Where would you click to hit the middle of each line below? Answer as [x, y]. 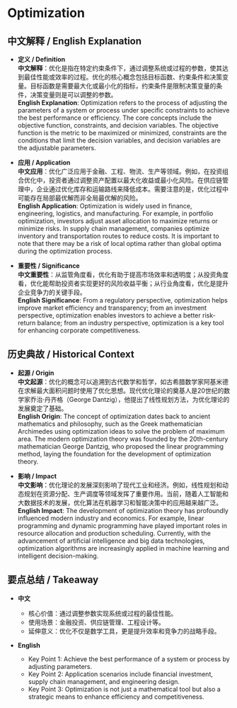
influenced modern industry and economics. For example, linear [111, 518]
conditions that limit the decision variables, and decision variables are [119, 140]
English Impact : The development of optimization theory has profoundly [123, 510]
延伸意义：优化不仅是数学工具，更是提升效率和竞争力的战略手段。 [124, 631]
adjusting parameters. [60, 666]
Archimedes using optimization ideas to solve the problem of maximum [121, 431]
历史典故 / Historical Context [71, 355]
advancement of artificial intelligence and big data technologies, [111, 541]
